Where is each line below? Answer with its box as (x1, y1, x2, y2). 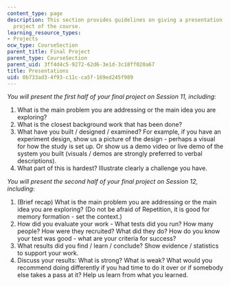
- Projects (7, 36, 38, 43)
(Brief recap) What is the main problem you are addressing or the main (16, 198, 217, 206)
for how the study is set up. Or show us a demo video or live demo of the (16, 142, 224, 151)
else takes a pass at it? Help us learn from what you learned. (16, 271, 189, 279)
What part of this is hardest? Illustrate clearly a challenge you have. (16, 164, 208, 172)
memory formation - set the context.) (16, 213, 122, 221)
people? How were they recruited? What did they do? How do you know (16, 227, 220, 235)
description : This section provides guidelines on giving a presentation (7, 16, 223, 23)
